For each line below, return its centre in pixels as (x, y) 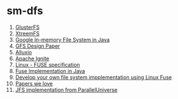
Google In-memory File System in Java (62, 39)
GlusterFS (27, 27)
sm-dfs (25, 11)
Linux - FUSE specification (47, 65)
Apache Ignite (32, 58)
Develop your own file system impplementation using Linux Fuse (93, 77)
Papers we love (34, 83)
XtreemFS (27, 33)
